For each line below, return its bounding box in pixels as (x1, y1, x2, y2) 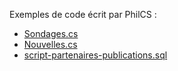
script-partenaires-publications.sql (23, 49, 168, 61)
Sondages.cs (23, 28, 79, 39)
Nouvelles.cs (23, 39, 78, 50)
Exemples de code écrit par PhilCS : (9, 9, 157, 20)
